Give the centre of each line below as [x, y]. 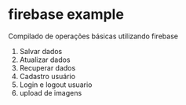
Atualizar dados [45, 60]
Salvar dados [41, 51]
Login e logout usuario [56, 85]
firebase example [66, 14]
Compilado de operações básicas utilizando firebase [93, 36]
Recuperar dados [47, 67]
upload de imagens [51, 92]
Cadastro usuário [47, 76]
